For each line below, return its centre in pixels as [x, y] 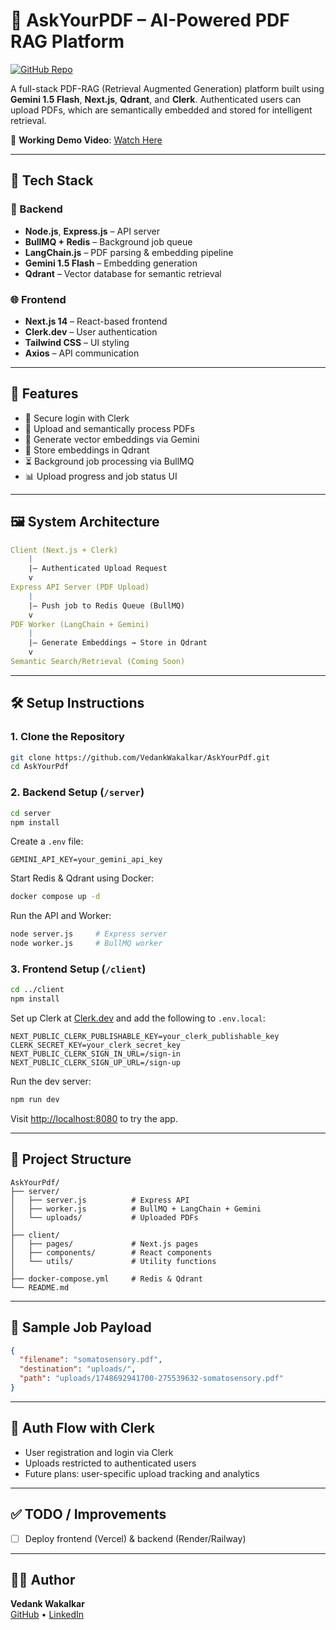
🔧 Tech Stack [52, 180]
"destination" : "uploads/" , [78, 1369]
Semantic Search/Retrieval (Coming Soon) [98, 662]
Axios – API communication [82, 353]
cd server [31, 813]
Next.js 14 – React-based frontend [96, 321]
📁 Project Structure [71, 1159]
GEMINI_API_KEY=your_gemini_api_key [86, 860]
